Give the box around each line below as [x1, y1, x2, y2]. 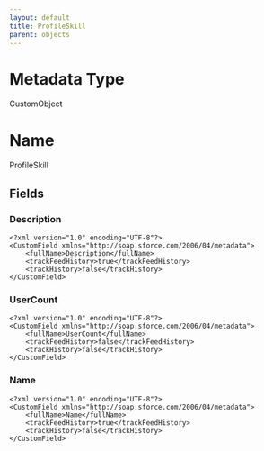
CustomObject [9, 98, 63, 109]
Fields [9, 185, 45, 201]
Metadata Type [9, 68, 125, 89]
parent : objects [9, 30, 70, 39]
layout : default [9, 13, 70, 23]
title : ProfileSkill [9, 22, 87, 31]
